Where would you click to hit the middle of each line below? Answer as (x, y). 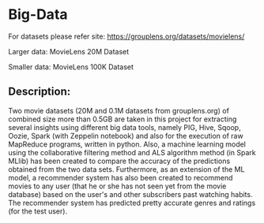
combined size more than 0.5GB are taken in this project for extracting (123, 119)
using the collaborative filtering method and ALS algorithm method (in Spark (132, 152)
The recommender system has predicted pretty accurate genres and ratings (132, 203)
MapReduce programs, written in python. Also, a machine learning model (127, 144)
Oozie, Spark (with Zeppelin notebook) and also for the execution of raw (126, 136)
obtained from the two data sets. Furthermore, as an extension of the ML (126, 169)
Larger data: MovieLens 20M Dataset (69, 51)
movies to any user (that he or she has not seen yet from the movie (117, 186)
